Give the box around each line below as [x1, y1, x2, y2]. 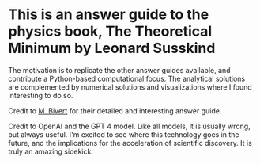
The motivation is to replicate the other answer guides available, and [8, 65, 231, 74]
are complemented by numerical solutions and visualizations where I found [8, 82, 253, 92]
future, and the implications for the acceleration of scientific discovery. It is [8, 138, 253, 147]
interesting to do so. [8, 90, 73, 100]
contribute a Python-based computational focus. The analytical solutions [8, 74, 246, 83]
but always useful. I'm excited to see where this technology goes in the [8, 129, 239, 139]
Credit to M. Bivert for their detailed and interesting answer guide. [8, 105, 222, 116]
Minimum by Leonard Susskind [8, 40, 216, 57]
